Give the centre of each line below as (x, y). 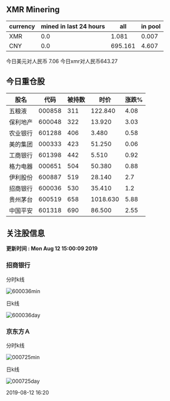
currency (22, 26)
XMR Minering (33, 10)
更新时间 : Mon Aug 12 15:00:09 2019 (52, 249)
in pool (151, 26)
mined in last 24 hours (73, 26)
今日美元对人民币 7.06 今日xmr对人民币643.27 (62, 61)
